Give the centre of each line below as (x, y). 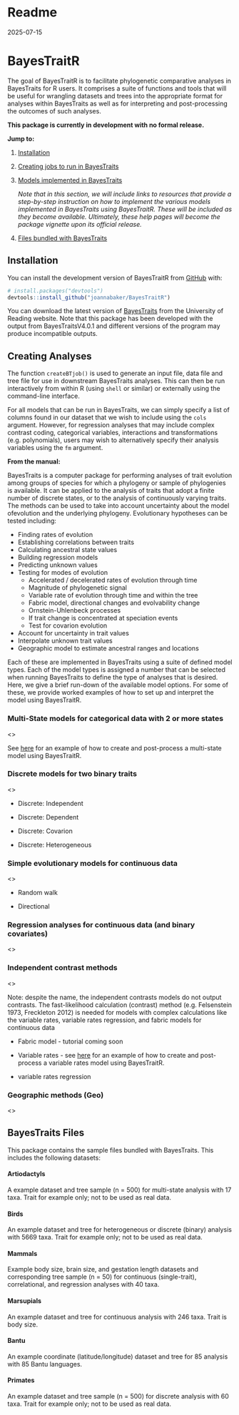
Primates (21, 1380)
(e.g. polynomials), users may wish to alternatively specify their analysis (113, 440)
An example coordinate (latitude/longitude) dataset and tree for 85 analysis (118, 1357)
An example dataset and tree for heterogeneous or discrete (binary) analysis (119, 1230)
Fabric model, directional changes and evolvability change (114, 603)
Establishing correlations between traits (76, 542)
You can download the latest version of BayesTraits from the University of (116, 311)
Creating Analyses (50, 356)
